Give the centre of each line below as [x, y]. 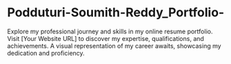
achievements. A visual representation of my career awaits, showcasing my [114, 46]
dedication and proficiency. [46, 53]
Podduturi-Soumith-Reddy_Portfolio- [116, 13]
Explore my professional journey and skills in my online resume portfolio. [110, 31]
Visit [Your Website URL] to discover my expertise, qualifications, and [106, 38]
